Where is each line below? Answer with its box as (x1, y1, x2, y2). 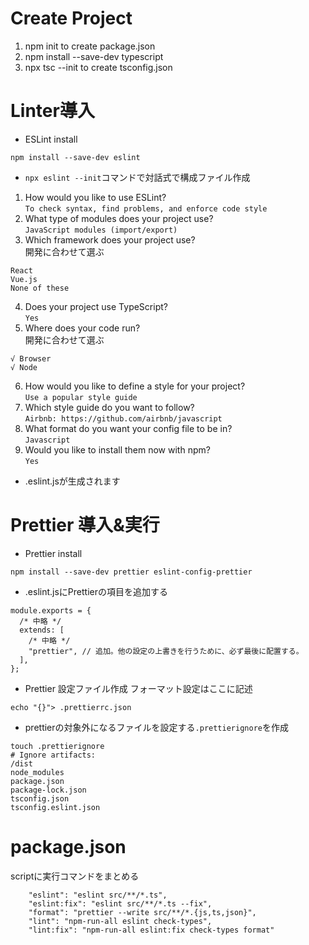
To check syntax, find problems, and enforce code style (24, 203, 268, 214)
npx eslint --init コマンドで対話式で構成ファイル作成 (24, 171, 251, 183)
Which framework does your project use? (24, 233, 196, 246)
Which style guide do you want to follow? (24, 401, 195, 413)
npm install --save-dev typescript (24, 50, 164, 62)
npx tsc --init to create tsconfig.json (24, 61, 173, 73)
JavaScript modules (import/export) (24, 225, 178, 235)
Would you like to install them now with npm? (24, 443, 211, 456)
